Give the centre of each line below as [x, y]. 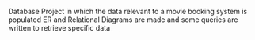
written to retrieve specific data [59, 28]
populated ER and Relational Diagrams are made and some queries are [123, 20]
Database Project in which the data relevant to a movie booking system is [128, 11]
